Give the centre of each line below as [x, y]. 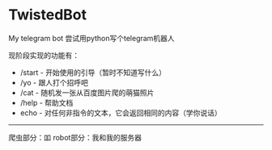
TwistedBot [48, 15]
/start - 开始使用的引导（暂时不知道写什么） [93, 72]
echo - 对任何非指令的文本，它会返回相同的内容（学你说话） [121, 112]
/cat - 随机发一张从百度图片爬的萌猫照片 [87, 92]
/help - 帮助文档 [47, 102]
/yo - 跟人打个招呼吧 [54, 82]
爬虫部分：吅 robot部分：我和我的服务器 [75, 137]
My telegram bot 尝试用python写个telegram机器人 [92, 38]
